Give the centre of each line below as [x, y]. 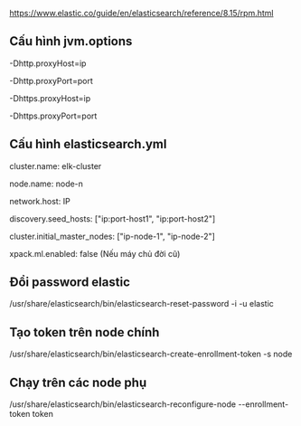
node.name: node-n [47, 184]
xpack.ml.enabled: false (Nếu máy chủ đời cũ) [95, 253]
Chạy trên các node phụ [78, 382]
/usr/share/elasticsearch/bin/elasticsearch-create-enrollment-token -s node [151, 354]
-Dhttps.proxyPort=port [53, 116]
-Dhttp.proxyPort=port [51, 80]
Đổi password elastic [70, 283]
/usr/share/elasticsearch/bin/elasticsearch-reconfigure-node [123, 404]
